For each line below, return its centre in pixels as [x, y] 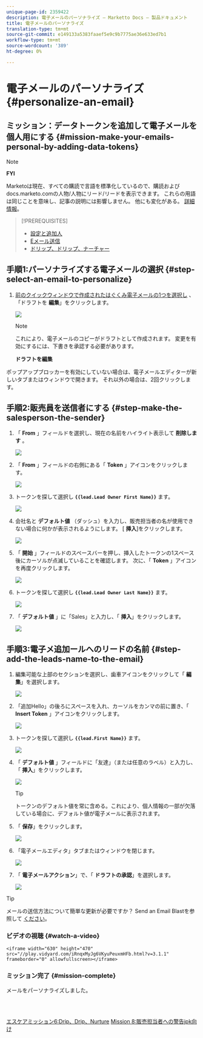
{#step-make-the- [147, 408]
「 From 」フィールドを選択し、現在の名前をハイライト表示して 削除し [103, 433]
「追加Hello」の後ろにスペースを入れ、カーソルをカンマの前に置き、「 [102, 706]
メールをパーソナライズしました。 [49, 990]
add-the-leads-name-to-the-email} [75, 659]
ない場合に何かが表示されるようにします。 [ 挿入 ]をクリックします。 [100, 529]
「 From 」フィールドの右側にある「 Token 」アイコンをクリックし [99, 465]
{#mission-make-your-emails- [115, 137]
